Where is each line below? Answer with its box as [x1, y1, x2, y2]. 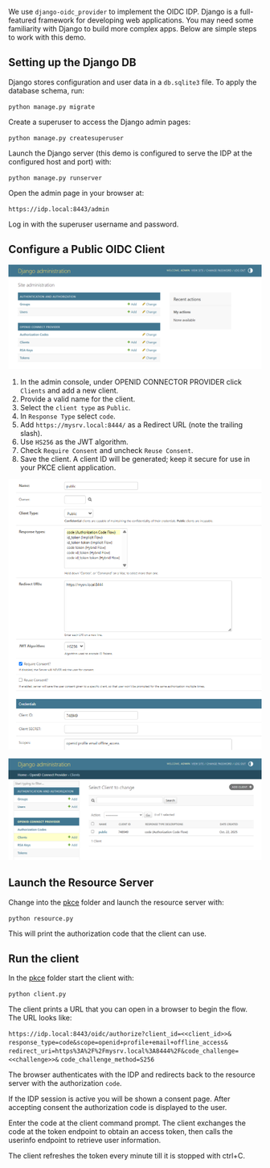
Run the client [8, 952, 80, 966]
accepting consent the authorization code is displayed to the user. [8, 1103, 227, 1112]
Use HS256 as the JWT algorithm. [19, 437, 129, 447]
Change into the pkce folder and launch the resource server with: [8, 897, 225, 907]
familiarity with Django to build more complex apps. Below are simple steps [8, 24, 257, 33]
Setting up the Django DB [8, 56, 137, 69]
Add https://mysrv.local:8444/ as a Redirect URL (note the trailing [19, 420, 243, 430]
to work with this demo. [8, 32, 87, 42]
